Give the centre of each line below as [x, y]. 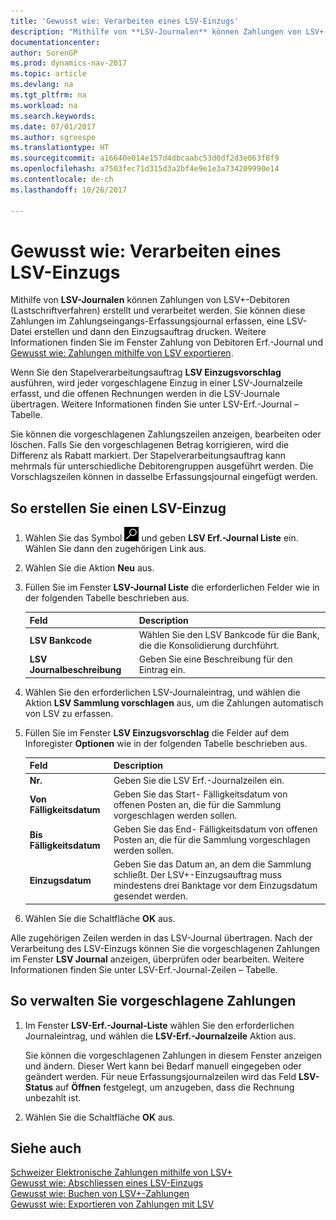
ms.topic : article [48, 74]
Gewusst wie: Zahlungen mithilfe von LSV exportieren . [122, 353]
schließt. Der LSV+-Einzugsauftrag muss [197, 875]
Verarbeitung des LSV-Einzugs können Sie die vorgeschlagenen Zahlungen [165, 948]
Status [38, 1087]
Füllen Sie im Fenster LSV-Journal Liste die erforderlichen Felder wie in [172, 587]
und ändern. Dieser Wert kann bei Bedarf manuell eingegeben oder [163, 1066]
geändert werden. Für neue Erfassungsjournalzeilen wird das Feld [160, 1076]
